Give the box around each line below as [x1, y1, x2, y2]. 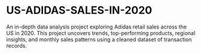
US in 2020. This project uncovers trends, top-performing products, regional [6, 29, 196, 36]
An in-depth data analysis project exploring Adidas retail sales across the [6, 23, 187, 30]
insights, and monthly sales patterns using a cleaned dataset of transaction [6, 36, 192, 43]
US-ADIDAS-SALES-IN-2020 [6, 4, 152, 17]
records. [6, 42, 27, 49]
